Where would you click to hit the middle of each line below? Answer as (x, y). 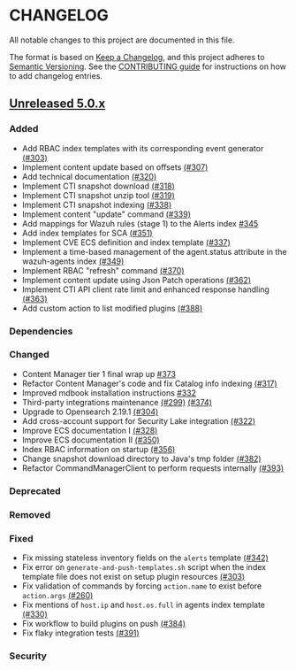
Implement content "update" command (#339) (106, 214)
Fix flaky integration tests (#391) (80, 633)
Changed (30, 355)
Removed (30, 514)
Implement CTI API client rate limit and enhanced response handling (145, 289)
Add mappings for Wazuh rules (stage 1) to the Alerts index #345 (140, 223)
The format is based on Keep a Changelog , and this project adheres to (137, 57)
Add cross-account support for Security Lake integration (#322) (139, 420)
